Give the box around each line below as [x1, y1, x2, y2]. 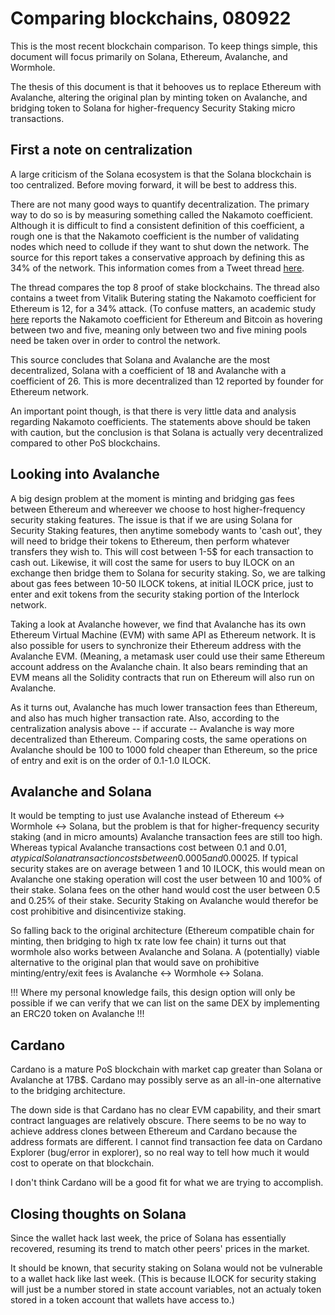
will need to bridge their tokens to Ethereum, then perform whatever [10, 535, 290, 547]
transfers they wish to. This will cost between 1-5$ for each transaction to [10, 545, 314, 557]
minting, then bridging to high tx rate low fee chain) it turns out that [10, 935, 287, 947]
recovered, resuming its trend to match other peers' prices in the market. [10, 1243, 310, 1254]
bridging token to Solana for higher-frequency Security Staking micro [10, 102, 296, 114]
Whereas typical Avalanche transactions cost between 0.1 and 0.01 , [10, 842, 288, 854]
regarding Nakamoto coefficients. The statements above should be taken [10, 415, 312, 427]
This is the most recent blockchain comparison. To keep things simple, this [10, 40, 318, 52]
